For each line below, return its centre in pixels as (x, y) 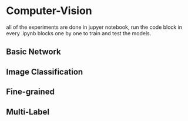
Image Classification (45, 72)
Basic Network (33, 52)
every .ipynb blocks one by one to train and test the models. (79, 33)
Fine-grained (30, 92)
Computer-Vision (49, 11)
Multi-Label (28, 112)
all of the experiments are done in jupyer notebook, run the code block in (94, 27)
